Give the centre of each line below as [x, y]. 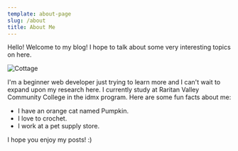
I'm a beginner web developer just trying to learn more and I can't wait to [114, 82]
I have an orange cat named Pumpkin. [73, 111]
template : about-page [39, 14]
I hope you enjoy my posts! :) [50, 140]
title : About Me [31, 27]
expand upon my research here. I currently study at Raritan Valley [103, 90]
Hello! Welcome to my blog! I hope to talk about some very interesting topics [119, 47]
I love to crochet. [42, 118]
